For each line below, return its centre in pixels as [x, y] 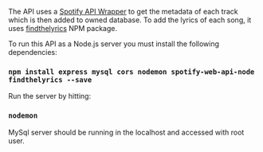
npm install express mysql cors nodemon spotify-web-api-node [131, 72]
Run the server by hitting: [50, 96]
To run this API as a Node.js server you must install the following [114, 44]
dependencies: [33, 52]
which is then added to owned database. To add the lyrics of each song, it [130, 20]
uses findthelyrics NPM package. [63, 28]
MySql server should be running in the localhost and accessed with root [126, 132]
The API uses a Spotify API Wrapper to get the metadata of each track [123, 12]
